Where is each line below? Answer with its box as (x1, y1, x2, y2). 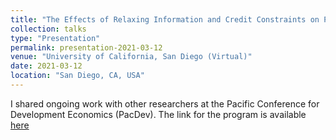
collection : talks (10, 24, 87, 34)
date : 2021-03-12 (10, 61, 83, 71)
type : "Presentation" (10, 33, 101, 43)
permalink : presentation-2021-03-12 (10, 42, 163, 53)
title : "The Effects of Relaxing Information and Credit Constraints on (10, 14, 320, 25)
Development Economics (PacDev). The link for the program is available (10, 108, 307, 120)
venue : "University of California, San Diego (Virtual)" (10, 52, 253, 62)
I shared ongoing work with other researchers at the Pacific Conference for (10, 97, 320, 110)
